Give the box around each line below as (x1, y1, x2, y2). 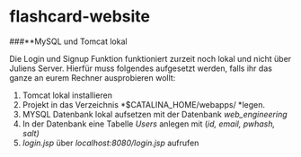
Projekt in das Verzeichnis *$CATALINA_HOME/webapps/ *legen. (22, 99, 265, 109)
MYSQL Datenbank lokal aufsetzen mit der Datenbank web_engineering (22, 109, 288, 119)
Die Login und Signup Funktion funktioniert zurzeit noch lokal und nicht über (9, 53, 292, 64)
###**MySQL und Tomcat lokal (9, 36, 128, 47)
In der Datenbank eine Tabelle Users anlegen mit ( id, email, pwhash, (22, 118, 276, 129)
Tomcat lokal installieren (22, 90, 112, 100)
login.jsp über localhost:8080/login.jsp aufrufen (22, 137, 199, 148)
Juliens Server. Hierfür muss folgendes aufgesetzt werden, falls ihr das (9, 63, 272, 74)
